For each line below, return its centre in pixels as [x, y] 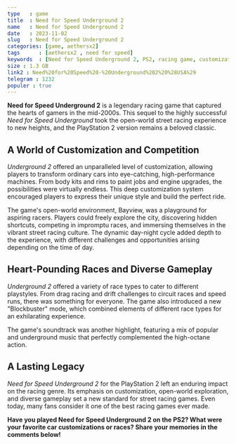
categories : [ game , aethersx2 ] [53, 46]
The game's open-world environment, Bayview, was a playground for [107, 210]
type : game [28, 14]
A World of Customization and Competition [103, 150]
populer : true [29, 86]
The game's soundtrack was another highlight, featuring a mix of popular [113, 330]
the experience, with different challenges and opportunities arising [104, 240]
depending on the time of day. [51, 248]
